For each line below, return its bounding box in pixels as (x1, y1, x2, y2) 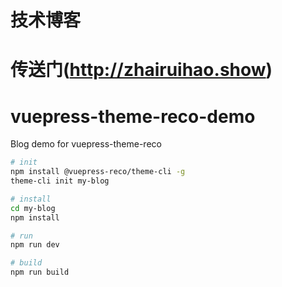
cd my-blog (10, 203, 56, 213)
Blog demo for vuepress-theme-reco (10, 138, 162, 150)
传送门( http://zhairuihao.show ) (10, 59, 273, 81)
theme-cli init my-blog (10, 176, 110, 186)
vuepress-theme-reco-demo (10, 105, 256, 128)
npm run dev (10, 240, 60, 250)
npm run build (10, 267, 70, 278)
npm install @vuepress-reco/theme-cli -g (10, 167, 186, 177)
